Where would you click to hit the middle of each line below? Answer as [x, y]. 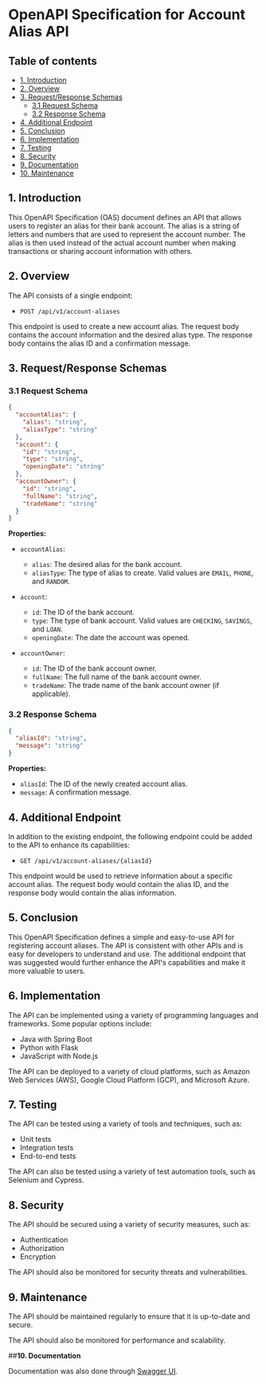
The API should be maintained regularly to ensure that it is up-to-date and [129, 1316]
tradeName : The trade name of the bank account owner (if [125, 686]
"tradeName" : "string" [60, 503]
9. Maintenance [48, 1297]
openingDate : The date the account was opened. [110, 638]
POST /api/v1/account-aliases [70, 311]
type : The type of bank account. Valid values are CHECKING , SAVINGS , [142, 621]
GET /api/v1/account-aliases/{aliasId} [86, 861]
